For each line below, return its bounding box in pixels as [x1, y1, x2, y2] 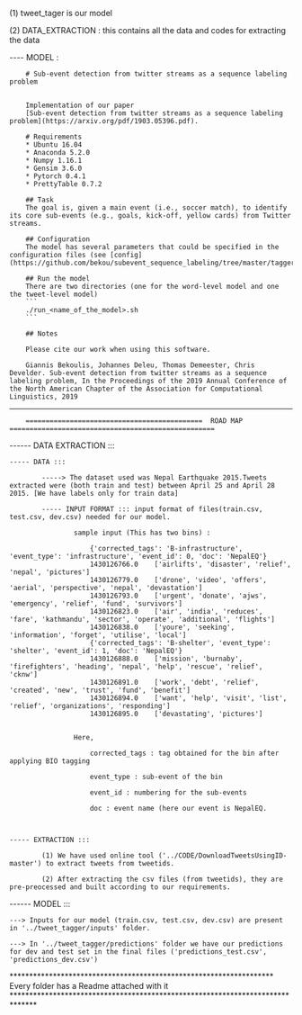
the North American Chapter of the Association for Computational [9, 384, 263, 393]
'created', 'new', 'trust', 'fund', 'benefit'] [9, 686, 191, 695]
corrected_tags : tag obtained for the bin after [89, 749, 280, 758]
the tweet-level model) [9, 290, 99, 299]
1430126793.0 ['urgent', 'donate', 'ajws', [89, 591, 268, 600]
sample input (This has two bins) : [73, 528, 211, 537]
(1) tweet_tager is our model [9, 8, 112, 18]
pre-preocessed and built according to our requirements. [9, 883, 231, 892]
